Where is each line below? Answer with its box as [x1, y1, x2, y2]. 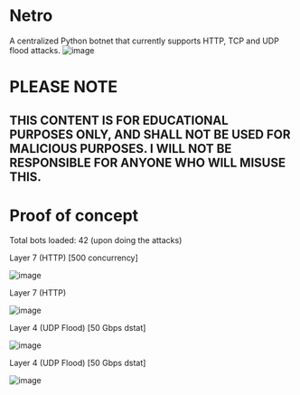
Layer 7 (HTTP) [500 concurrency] [9, 252, 138, 263]
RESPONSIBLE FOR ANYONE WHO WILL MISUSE [9, 155, 286, 170]
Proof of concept [9, 205, 139, 226]
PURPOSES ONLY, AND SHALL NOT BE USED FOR [9, 127, 291, 142]
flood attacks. [9, 44, 61, 55]
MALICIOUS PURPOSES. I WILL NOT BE [9, 141, 232, 156]
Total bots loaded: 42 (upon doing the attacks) [9, 235, 183, 246]
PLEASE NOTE [9, 77, 118, 98]
